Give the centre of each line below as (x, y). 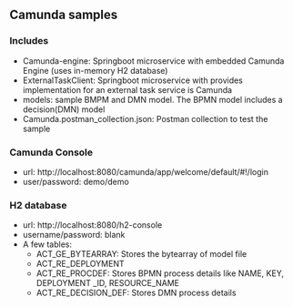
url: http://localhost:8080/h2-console (92, 225)
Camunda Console (51, 152)
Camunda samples (64, 15)
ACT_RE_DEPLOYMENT (80, 264)
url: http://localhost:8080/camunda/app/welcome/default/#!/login (145, 171)
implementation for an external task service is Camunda (127, 89)
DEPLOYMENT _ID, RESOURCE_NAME (108, 283)
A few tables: (47, 244)
